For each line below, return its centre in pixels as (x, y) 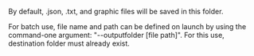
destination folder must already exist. (69, 43)
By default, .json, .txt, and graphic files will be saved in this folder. (116, 11)
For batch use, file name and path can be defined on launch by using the (127, 26)
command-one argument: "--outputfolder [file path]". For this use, (116, 35)
